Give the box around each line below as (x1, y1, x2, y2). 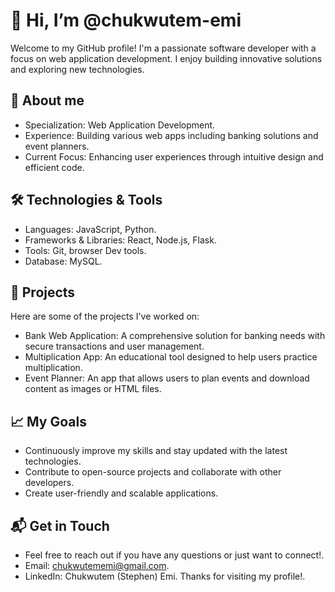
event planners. (24, 140, 90, 152)
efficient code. (24, 161, 85, 173)
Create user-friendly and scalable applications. (24, 487, 219, 499)
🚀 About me (10, 92, 85, 109)
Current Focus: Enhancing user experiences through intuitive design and (24, 150, 324, 163)
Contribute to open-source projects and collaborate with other (24, 466, 282, 478)
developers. (24, 477, 75, 489)
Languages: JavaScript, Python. (24, 223, 157, 235)
